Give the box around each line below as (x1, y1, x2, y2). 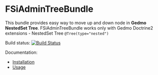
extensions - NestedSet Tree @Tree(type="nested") (5, 30, 109, 36)
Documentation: (5, 49, 38, 55)
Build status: (5, 39, 31, 45)
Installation (12, 59, 35, 65)
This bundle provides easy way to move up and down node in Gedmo (5, 20, 147, 26)
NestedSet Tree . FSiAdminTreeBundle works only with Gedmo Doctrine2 (5, 25, 154, 31)
